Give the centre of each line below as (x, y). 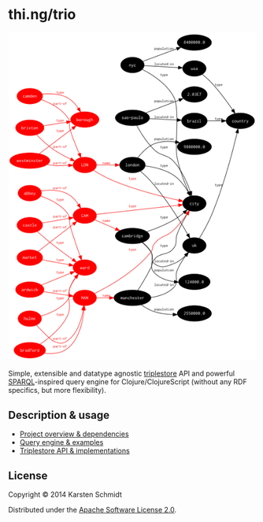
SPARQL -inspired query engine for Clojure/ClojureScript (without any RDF (128, 382)
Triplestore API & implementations (74, 451)
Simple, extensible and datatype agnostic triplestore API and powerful (121, 374)
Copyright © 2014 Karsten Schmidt (65, 494)
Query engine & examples (61, 442)
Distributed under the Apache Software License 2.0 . (93, 510)
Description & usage (59, 415)
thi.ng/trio (42, 15)
